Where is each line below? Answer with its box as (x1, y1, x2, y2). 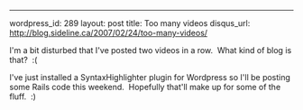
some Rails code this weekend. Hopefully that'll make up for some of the (9, 82, 281, 92)
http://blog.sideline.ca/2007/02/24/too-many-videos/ (9, 28, 208, 38)
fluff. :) (9, 91, 36, 102)
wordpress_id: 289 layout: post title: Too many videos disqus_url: (9, 18, 251, 28)
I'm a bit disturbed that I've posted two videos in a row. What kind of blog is (9, 45, 292, 55)
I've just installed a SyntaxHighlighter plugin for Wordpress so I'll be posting (9, 72, 291, 82)
